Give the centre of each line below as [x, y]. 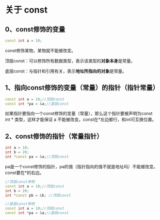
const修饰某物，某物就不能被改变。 [40, 50]
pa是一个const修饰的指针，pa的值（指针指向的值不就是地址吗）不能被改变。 [81, 166]
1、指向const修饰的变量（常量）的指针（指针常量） [82, 88]
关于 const [26, 10]
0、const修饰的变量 [35, 29]
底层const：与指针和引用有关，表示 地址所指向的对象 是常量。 [66, 71]
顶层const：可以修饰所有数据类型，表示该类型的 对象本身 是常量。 [70, 60]
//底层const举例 [20, 204]
